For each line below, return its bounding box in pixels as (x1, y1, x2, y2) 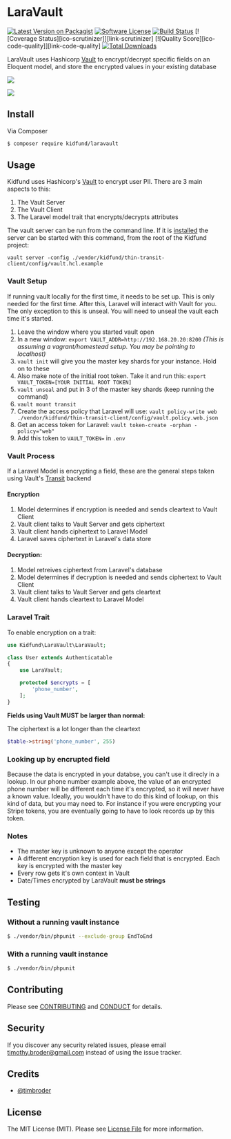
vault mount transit (17, 401, 77, 408)
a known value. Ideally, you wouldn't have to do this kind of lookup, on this (7, 792, 219, 800)
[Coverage (7, 34, 38, 42)
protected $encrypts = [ (19, 679, 91, 686)
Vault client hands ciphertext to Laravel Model (17, 527, 148, 536)
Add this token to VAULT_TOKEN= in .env (17, 433, 125, 442)
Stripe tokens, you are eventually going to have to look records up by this (7, 807, 215, 815)
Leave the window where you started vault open (17, 328, 154, 336)
